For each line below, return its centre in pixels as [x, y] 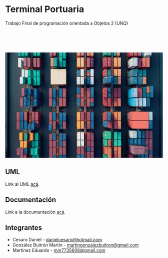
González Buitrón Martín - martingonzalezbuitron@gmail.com [75, 245]
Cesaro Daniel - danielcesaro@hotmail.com [57, 240]
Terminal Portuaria [45, 9]
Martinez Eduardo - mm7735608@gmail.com [59, 250]
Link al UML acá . [22, 184]
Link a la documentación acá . [35, 212]
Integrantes [24, 228]
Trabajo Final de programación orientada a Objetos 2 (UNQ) [67, 23]
